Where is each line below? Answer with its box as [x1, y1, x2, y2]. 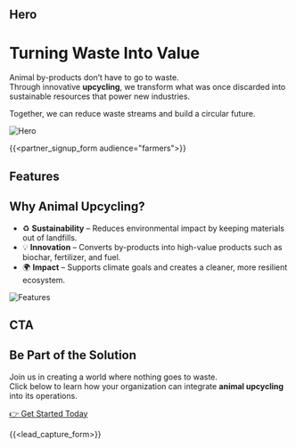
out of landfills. [21, 232, 78, 243]
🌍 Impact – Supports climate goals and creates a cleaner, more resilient [21, 262, 288, 273]
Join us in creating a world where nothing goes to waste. [9, 371, 218, 382]
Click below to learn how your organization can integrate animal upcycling [9, 380, 284, 391]
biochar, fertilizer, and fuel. [21, 251, 121, 262]
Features [9, 168, 60, 183]
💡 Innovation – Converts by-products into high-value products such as [21, 241, 283, 252]
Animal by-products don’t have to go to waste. [9, 72, 180, 83]
